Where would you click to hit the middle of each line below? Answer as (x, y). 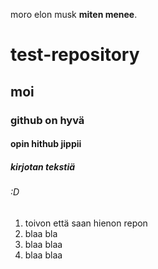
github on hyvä (47, 120)
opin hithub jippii (46, 144)
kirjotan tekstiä (43, 166)
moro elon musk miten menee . (74, 14)
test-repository (75, 55)
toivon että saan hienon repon (86, 223)
